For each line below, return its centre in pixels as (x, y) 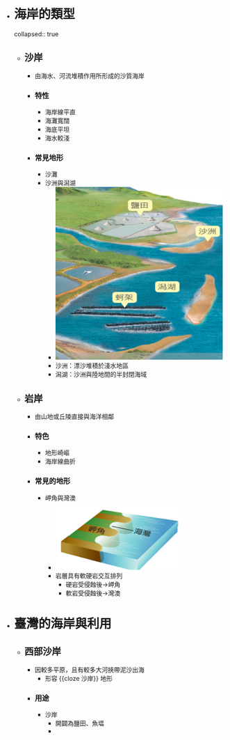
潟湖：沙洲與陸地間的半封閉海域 (101, 375)
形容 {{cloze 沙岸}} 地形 (79, 678)
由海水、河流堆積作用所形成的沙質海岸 (89, 76)
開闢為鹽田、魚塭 (80, 723)
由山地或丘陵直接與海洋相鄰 (74, 417)
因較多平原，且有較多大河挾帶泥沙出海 (89, 670)
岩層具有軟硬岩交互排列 (89, 576)
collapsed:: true (36, 34)
